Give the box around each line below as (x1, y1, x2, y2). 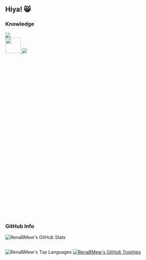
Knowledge (5, 21, 35, 28)
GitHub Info (5, 223, 35, 230)
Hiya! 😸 (5, 5, 31, 14)
